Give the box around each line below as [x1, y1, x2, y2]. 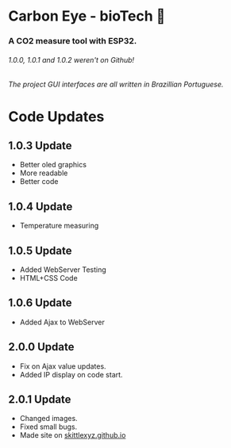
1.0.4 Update [8, 200, 73, 213]
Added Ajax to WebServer [19, 317, 106, 327]
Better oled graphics [19, 160, 87, 170]
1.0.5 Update [8, 243, 72, 257]
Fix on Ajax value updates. [19, 361, 106, 371]
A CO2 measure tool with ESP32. [8, 36, 137, 47]
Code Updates [8, 107, 105, 125]
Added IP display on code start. [19, 370, 123, 379]
